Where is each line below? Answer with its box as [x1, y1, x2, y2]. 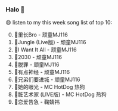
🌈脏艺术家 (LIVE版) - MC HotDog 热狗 [14, 91, 107, 98]
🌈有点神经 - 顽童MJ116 [14, 69, 70, 76]
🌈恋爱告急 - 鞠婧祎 [14, 98, 60, 106]
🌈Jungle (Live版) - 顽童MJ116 [14, 39, 86, 46]
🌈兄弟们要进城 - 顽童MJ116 [14, 76, 81, 83]
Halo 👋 [5, 5, 25, 14]
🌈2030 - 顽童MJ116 [14, 54, 62, 61]
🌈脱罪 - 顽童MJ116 [14, 61, 60, 68]
